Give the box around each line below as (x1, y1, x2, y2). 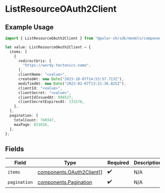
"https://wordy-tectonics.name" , (23, 63, 91, 68)
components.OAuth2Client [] (37, 169, 103, 175)
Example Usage (5, 23, 54, 31)
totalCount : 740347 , (14, 118, 56, 122)
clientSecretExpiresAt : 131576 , (18, 99, 84, 104)
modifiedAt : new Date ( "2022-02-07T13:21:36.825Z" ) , (18, 81, 126, 86)
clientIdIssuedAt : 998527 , (18, 95, 74, 100)
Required (107, 159, 129, 166)
